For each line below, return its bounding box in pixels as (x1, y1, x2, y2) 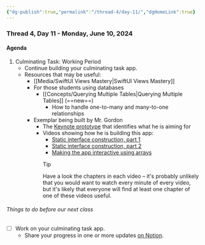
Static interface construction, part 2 (51, 142, 142, 150)
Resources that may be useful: (24, 71, 102, 78)
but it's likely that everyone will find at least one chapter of (42, 185, 190, 192)
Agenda (6, 44, 27, 52)
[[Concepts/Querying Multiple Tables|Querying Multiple (42, 90, 183, 98)
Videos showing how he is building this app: (42, 129, 154, 136)
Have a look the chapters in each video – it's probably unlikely (42, 172, 199, 180)
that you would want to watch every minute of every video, (42, 178, 191, 186)
